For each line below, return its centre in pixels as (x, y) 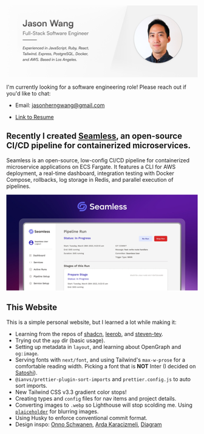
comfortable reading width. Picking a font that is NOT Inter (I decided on (105, 366)
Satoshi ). (26, 373)
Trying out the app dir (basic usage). (60, 340)
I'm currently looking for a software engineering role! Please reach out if (96, 87)
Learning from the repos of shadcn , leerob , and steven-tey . (89, 334)
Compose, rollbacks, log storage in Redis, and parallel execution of (90, 179)
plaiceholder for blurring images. (57, 411)
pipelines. (19, 186)
